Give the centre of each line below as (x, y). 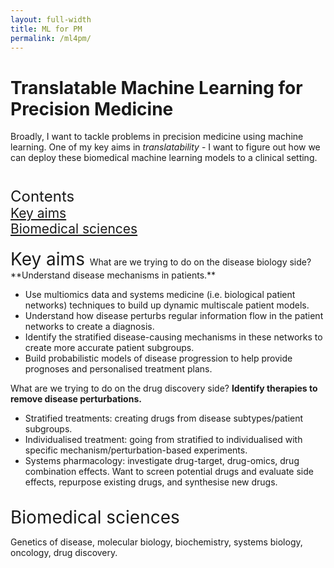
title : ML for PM (46, 29)
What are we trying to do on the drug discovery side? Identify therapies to (164, 388)
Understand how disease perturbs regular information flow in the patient (174, 316)
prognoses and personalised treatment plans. (118, 369)
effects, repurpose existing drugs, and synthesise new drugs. (151, 482)
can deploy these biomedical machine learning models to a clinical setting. (164, 158)
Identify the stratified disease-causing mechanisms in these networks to (173, 337)
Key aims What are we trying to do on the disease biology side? (161, 259)
